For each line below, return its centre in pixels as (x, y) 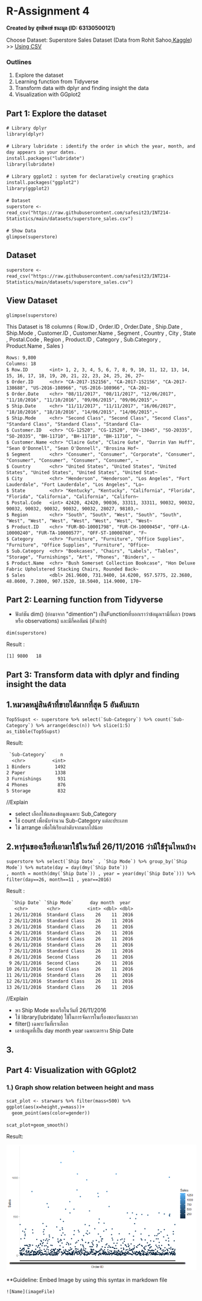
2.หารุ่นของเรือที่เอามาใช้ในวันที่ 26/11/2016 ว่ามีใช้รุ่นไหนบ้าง (101, 847)
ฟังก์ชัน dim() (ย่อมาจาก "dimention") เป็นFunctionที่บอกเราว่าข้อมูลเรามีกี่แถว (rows (105, 614)
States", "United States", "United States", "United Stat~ (82, 473)
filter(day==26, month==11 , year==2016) (59, 880)
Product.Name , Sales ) (35, 346)
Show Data (24, 231)
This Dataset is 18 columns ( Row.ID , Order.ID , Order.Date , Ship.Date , (94, 326)
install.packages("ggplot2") (43, 182)
